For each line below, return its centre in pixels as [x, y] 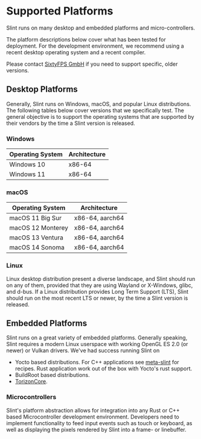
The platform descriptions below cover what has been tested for [86, 39]
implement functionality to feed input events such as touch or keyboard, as [99, 423]
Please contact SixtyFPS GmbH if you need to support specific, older [92, 64]
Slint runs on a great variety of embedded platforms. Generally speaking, [97, 338]
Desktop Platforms [42, 90]
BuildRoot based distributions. [52, 375]
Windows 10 [27, 165]
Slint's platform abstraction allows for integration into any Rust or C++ [93, 410]
